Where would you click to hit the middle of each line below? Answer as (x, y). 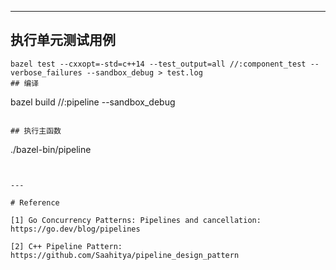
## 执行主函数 (36, 131)
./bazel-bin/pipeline (51, 149)
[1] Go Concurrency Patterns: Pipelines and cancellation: (136, 220)
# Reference (35, 202)
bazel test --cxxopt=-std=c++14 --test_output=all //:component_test (158, 64)
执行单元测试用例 (63, 40)
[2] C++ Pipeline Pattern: (66, 246)
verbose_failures (46, 72)
